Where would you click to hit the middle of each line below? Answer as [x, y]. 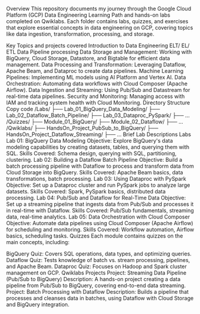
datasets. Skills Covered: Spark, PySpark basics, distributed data [86, 191]
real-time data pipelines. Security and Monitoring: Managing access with [96, 96]
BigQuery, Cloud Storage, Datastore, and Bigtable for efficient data [88, 58]
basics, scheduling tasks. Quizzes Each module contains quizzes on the [95, 236]
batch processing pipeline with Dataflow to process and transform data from [100, 166]
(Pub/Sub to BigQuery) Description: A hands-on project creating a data [93, 279]
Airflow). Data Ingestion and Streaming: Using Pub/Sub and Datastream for [98, 90]
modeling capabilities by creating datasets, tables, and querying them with [98, 147]
